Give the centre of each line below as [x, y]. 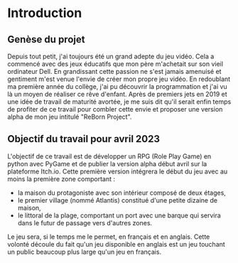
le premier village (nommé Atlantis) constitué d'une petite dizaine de [118, 200]
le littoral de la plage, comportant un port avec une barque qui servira [119, 215]
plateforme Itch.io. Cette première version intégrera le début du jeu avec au [118, 171]
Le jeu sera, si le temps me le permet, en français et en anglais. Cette [109, 237]
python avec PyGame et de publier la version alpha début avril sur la [107, 163]
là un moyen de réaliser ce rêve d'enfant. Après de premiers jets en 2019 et [117, 94]
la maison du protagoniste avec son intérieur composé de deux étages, [121, 193]
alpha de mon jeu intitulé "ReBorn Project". [70, 117]
